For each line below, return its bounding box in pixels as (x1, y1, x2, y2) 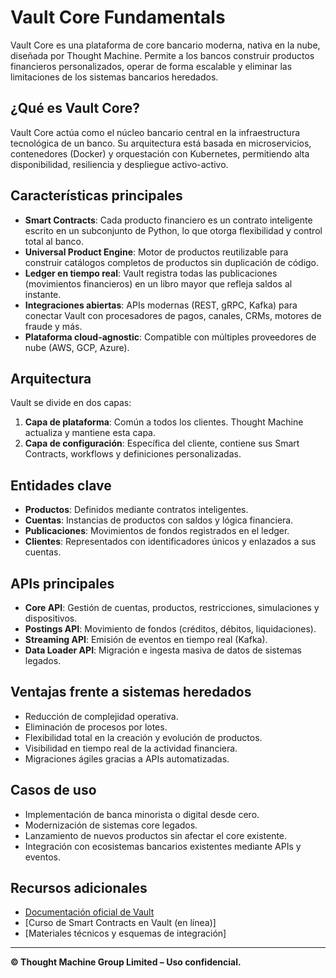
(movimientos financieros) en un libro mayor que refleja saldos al (24, 277, 293, 290)
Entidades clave (10, 477, 112, 494)
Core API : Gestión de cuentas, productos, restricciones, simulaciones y (24, 602, 320, 613)
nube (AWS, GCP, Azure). (24, 341, 130, 353)
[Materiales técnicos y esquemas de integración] (24, 927, 227, 940)
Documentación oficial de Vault (24, 906, 155, 918)
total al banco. (24, 235, 84, 247)
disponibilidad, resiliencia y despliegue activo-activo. (10, 158, 229, 170)
